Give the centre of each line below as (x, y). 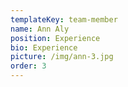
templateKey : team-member (64, 19)
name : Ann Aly (40, 29)
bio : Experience (44, 47)
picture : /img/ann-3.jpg (62, 57)
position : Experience (55, 38)
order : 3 (28, 66)
